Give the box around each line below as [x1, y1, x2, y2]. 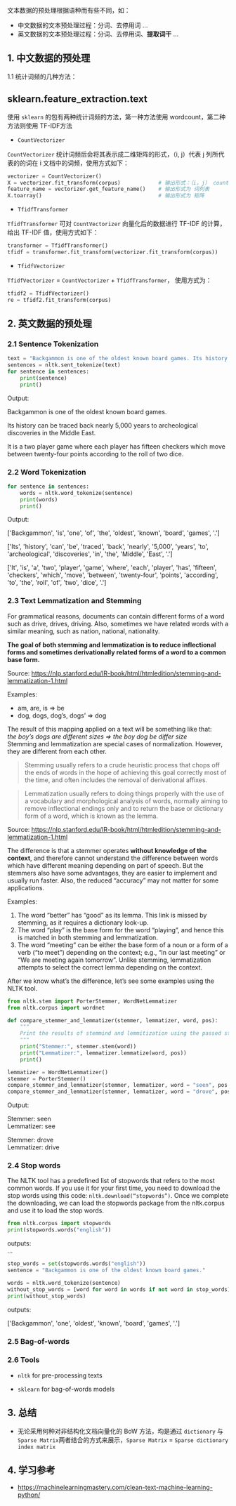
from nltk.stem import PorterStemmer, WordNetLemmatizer [7, 998, 178, 1005]
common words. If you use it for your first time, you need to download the [7, 1184, 221, 1192]
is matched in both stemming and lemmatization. [17, 933, 158, 942]
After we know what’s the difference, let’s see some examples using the [7, 977, 214, 985]
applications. [7, 883, 44, 892]
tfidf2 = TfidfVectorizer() [7, 290, 90, 297]
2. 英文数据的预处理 [7, 318, 93, 330]
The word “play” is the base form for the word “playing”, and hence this [17, 925, 224, 934]
